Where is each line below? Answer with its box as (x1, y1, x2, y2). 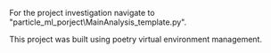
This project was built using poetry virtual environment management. (9, 34, 263, 44)
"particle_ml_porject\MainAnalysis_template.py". (9, 17, 187, 27)
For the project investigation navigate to (9, 8, 155, 18)
